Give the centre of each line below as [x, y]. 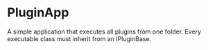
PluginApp [38, 13]
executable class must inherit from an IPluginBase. [79, 38]
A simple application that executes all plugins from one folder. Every [104, 32]
